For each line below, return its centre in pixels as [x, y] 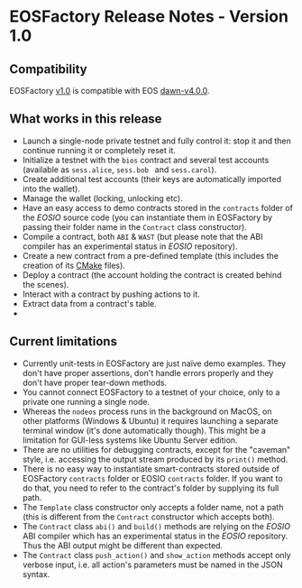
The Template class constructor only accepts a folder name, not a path [153, 507]
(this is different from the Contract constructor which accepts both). [148, 517]
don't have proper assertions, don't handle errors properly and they [148, 372]
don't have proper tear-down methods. [95, 382]
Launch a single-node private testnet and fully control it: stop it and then [156, 141]
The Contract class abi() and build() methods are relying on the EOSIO [156, 526]
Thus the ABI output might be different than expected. [123, 545]
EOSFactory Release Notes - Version [149, 17]
